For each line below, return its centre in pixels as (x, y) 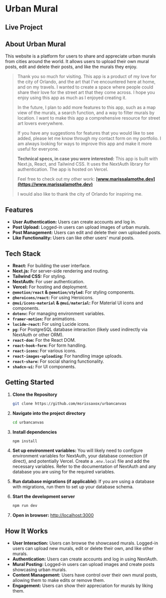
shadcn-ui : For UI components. (44, 367)
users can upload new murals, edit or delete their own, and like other (83, 548)
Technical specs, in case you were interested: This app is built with (87, 159)
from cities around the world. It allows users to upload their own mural (77, 62)
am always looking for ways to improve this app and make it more (84, 144)
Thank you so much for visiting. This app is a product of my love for (87, 77)
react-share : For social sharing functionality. (58, 361)
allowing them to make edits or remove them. (59, 580)
